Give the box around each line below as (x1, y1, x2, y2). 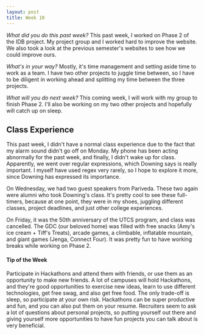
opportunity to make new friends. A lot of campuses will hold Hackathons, (6, 276, 192, 284)
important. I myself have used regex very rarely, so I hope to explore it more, (6, 167, 198, 174)
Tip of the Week (6, 256, 47, 263)
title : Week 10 (6, 15, 45, 21)
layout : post (6, 9, 40, 15)
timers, (6, 198, 24, 205)
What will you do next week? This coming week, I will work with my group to (6, 94, 198, 101)
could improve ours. (6, 51, 57, 58)
